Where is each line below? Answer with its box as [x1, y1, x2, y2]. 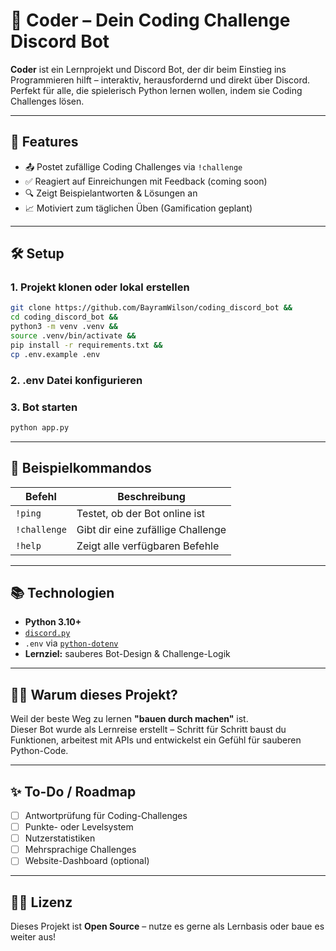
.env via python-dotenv [24, 637, 119, 649]
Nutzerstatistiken [24, 832, 96, 844]
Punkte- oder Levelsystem [24, 821, 134, 833]
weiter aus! [10, 931, 57, 943]
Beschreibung [117, 489, 186, 503]
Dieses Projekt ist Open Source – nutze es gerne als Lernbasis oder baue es [10, 920, 325, 933]
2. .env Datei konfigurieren [10, 373, 143, 387]
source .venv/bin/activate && [10, 331, 137, 341]
